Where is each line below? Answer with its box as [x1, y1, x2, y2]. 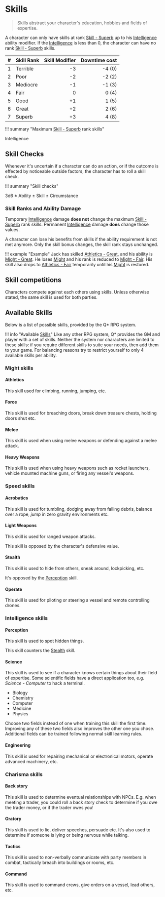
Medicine [12, 705, 32, 712]
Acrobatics [5, 495, 29, 501]
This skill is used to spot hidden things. [5, 638, 84, 644]
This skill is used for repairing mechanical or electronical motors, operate [5, 753, 154, 759]
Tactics [5, 843, 21, 849]
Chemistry [12, 695, 33, 701]
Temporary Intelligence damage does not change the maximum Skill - [5, 216, 147, 222]
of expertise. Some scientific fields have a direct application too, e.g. [5, 675, 144, 681]
